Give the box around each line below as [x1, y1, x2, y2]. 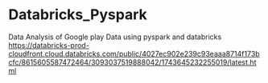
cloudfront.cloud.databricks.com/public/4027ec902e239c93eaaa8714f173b [8, 49, 260, 58]
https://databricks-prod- [8, 40, 90, 49]
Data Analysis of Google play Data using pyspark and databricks [8, 32, 222, 41]
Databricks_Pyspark [8, 6, 147, 24]
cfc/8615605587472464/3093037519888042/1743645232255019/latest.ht [8, 57, 257, 67]
